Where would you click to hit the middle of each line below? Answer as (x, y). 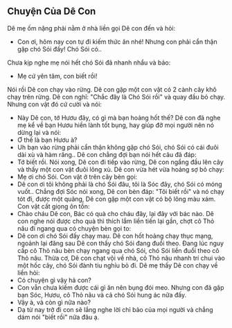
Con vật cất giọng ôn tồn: (53, 206)
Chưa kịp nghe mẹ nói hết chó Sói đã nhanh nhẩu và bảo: (89, 63)
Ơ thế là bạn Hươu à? (47, 140)
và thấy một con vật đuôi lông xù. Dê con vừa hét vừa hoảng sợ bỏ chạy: (121, 169)
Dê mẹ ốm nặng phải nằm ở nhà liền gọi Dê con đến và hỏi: (91, 28)
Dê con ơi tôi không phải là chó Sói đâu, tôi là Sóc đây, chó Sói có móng (120, 184)
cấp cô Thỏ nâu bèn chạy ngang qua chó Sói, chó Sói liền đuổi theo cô (118, 250)
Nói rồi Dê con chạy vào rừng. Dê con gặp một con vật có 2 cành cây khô (112, 89)
